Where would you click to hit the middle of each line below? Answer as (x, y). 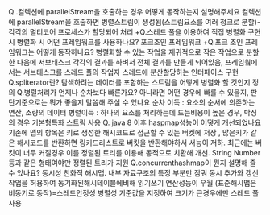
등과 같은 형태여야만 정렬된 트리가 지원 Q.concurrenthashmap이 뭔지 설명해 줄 (132, 163)
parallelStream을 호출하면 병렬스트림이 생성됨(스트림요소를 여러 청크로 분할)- (138, 22)
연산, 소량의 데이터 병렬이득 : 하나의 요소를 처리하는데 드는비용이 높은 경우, (125, 112)
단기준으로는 (28, 102)
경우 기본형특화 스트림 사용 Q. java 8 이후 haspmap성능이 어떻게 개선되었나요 (139, 122)
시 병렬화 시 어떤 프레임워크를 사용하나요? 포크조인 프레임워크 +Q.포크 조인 (126, 42)
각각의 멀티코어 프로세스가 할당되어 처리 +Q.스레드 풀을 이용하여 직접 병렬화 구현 (135, 32)
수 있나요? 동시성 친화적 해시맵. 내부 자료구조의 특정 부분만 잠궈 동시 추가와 (126, 173)
